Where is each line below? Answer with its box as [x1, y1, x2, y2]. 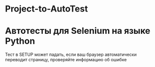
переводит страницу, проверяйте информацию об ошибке [5, 57, 127, 63]
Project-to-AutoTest [5, 3, 88, 14]
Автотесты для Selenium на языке [5, 26, 151, 37]
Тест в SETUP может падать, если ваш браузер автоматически [5, 52, 137, 57]
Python [5, 36, 35, 47]
